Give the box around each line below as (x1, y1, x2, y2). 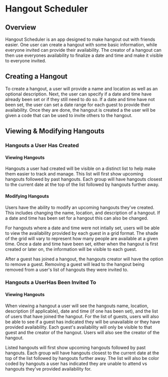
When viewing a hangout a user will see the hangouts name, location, (5, 303, 149, 309)
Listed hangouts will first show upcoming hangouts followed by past (5, 344, 146, 350)
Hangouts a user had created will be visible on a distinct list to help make (5, 165, 156, 171)
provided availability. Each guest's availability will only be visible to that (5, 324, 152, 330)
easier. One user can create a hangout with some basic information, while (5, 42, 157, 48)
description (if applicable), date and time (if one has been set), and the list (5, 308, 158, 314)
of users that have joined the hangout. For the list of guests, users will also (5, 313, 159, 319)
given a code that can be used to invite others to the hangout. (5, 112, 133, 118)
